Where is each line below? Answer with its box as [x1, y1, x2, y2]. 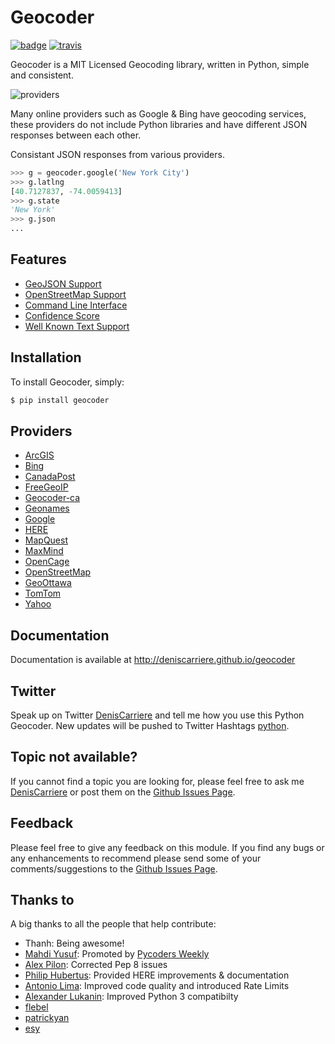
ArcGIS [24, 449, 55, 461]
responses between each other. [10, 129, 142, 141]
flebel [24, 1001, 49, 1013]
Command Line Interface [24, 299, 128, 311]
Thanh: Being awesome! [24, 937, 125, 950]
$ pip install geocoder [10, 395, 110, 405]
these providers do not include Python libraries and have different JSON [10, 118, 308, 130]
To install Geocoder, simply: [10, 376, 125, 388]
